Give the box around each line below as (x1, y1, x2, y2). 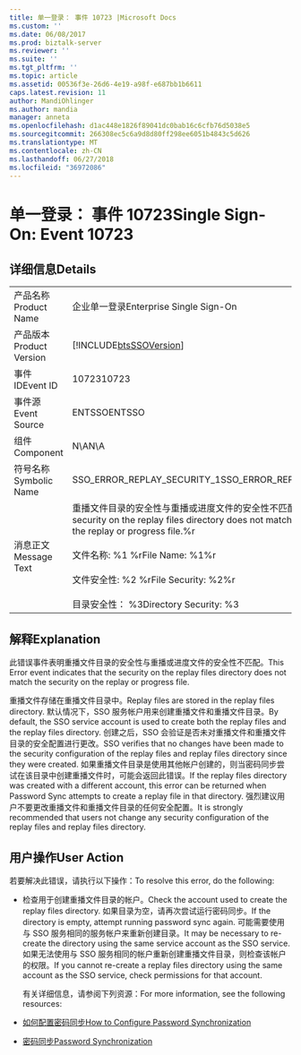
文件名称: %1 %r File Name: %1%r (72, 549, 217, 562)
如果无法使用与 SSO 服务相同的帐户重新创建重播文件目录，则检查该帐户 (21, 948, 287, 959)
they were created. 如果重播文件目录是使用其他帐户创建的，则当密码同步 (9, 759, 278, 770)
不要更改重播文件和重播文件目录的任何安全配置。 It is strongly (16, 802, 244, 813)
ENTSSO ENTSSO (72, 407, 145, 419)
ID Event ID (13, 380, 58, 392)
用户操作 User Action (9, 850, 125, 865)
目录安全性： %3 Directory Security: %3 (72, 598, 239, 611)
